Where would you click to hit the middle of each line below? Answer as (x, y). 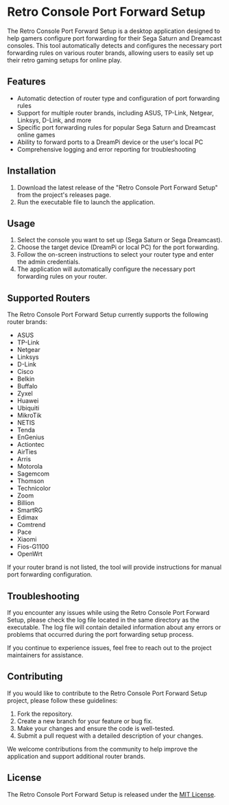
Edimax (27, 517)
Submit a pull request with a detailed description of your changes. (110, 736)
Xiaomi (27, 539)
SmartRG (30, 510)
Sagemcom (33, 474)
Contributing (35, 677)
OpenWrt (30, 554)
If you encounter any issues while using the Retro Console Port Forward (109, 612)
